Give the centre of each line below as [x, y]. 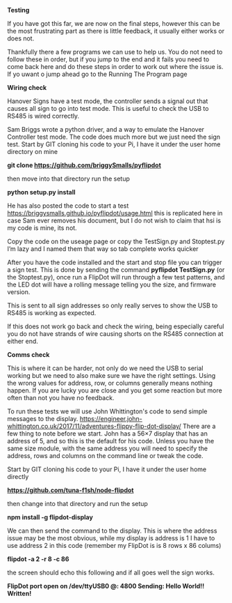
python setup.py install [41, 192]
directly [18, 476]
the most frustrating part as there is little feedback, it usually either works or [116, 31]
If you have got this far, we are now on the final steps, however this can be [114, 23]
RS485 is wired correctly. [43, 116]
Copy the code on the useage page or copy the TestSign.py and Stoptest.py [116, 241]
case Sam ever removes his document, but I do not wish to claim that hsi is [114, 220]
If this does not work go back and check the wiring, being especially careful [116, 326]
